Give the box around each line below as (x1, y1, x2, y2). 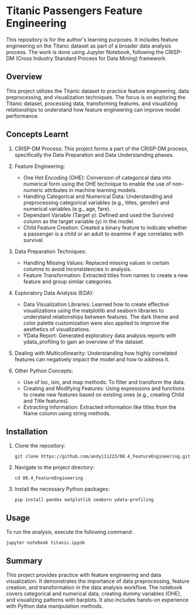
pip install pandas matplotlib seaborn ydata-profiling (14, 497, 154, 503)
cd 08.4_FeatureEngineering (14, 475, 83, 481)
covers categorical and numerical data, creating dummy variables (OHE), (6, 590, 182, 597)
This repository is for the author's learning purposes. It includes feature (6, 36, 178, 43)
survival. (23, 236, 44, 243)
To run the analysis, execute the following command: (6, 529, 133, 536)
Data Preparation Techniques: (14, 248, 87, 255)
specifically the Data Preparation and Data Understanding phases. (14, 151, 174, 158)
